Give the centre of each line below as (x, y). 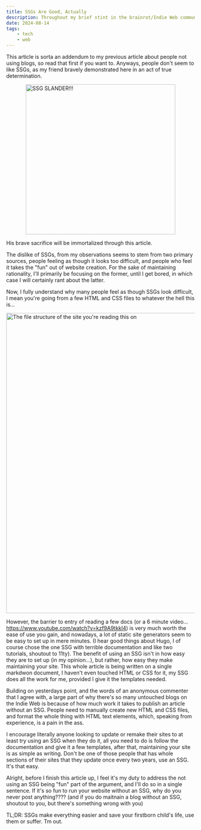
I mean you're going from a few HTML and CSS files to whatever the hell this (100, 298)
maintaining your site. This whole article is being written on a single (89, 666)
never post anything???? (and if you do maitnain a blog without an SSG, (94, 797)
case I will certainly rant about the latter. (56, 280)
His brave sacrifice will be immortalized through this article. (79, 243)
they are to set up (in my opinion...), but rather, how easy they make (89, 660)
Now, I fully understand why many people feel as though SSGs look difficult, (100, 292)
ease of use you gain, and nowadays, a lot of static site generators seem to (99, 635)
